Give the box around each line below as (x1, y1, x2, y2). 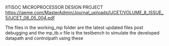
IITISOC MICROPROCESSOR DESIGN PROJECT (5, 4, 103, 10)
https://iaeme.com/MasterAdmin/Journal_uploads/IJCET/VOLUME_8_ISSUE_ (5, 9, 164, 15)
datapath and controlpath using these (5, 35, 83, 41)
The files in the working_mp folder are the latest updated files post (5, 24, 144, 30)
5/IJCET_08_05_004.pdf (5, 15, 55, 20)
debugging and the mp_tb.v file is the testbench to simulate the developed (5, 30, 160, 35)
